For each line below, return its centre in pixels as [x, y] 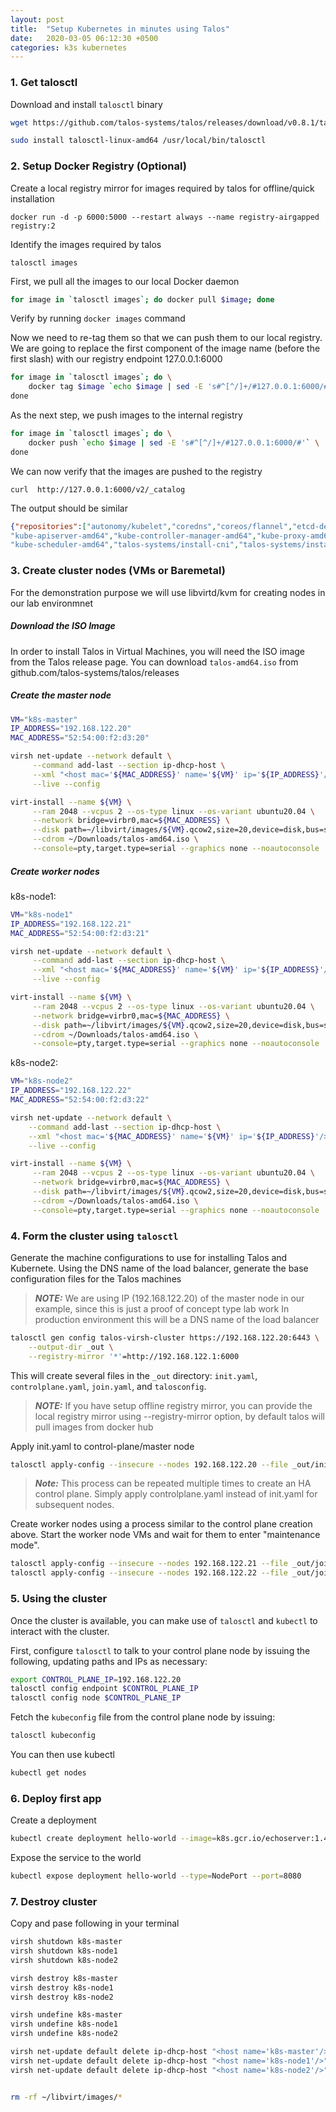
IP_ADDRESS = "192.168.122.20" [71, 729]
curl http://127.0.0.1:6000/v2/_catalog [98, 489]
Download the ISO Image [63, 626]
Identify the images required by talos [86, 244]
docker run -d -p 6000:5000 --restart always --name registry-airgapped [165, 217]
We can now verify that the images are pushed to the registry [136, 471]
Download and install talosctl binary [86, 104]
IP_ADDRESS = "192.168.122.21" [71, 924]
